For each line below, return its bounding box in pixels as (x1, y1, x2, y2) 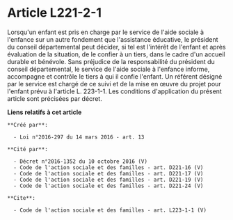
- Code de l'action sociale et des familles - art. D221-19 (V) (13, 176, 204, 183)
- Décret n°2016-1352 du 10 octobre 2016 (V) (13, 158, 148, 165)
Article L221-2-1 (7, 5, 102, 21)
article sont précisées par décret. (7, 94, 102, 102)
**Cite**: (7, 194, 36, 201)
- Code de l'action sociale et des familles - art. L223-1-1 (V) (13, 207, 207, 214)
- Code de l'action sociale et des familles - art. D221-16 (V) (13, 164, 204, 171)
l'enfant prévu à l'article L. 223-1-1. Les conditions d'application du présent (7, 87, 223, 95)
